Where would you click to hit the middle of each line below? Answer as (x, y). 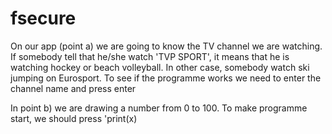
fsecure (43, 18)
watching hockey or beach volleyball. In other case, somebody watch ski (160, 67)
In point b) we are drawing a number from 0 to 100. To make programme (159, 108)
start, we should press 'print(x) (74, 118)
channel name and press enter (73, 88)
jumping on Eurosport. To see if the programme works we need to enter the (166, 78)
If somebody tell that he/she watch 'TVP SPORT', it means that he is (150, 56)
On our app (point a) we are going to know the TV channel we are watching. (166, 46)
